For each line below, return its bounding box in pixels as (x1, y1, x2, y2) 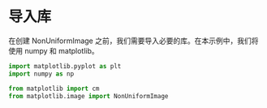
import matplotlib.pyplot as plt (8, 62, 122, 70)
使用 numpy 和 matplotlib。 (8, 45, 99, 55)
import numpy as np (8, 70, 75, 78)
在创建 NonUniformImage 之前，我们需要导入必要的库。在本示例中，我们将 (8, 36, 259, 45)
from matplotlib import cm (8, 84, 100, 93)
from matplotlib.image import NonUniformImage (8, 92, 169, 100)
